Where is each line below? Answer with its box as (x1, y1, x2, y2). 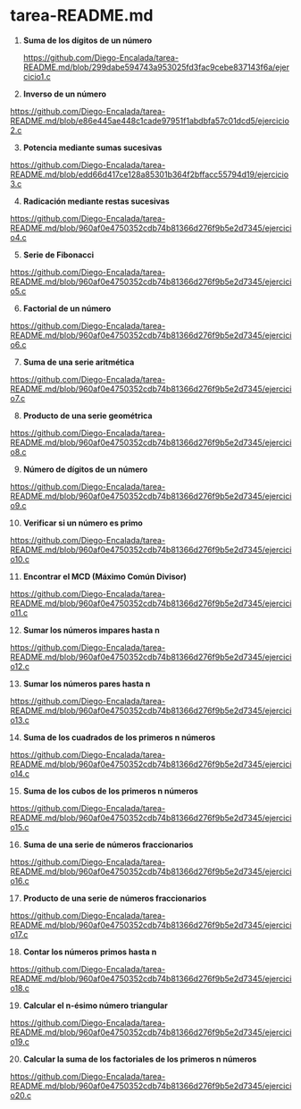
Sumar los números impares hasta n (22, 625, 160, 635)
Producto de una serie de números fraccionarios (22, 893, 207, 903)
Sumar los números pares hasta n (22, 678, 151, 689)
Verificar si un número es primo (22, 517, 144, 528)
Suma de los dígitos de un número (22, 35, 153, 46)
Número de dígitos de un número (22, 464, 148, 475)
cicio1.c (22, 71, 52, 81)
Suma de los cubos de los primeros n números (22, 786, 199, 796)
